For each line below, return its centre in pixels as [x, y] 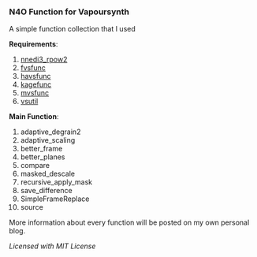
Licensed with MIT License [52, 246]
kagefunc [36, 84]
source [32, 207]
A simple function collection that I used [73, 29]
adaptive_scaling [48, 140]
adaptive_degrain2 [50, 132]
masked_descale [48, 174]
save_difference [47, 191]
